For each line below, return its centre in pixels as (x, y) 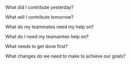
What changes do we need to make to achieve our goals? (65, 56)
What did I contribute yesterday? (40, 7)
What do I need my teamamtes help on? (47, 37)
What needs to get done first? (36, 46)
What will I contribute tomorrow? (40, 17)
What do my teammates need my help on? (50, 27)
